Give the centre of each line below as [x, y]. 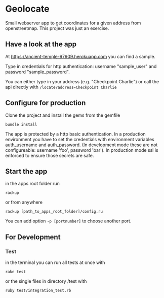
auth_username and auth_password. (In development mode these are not [81, 145]
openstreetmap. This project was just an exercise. [57, 28]
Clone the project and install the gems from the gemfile [63, 115]
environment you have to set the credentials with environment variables [80, 139]
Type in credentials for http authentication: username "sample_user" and [81, 66]
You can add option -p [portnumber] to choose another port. [68, 221]
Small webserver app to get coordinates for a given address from [73, 23]
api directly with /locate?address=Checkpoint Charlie [61, 87]
